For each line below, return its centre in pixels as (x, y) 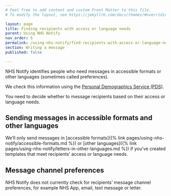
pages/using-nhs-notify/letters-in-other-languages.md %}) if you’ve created (85, 149)
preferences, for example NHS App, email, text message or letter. (74, 188)
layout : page (19, 24)
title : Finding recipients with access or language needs (68, 29)
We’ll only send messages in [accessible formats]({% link (65, 138)
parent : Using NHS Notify (33, 34)
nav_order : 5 (19, 38)
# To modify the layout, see (36, 15)
